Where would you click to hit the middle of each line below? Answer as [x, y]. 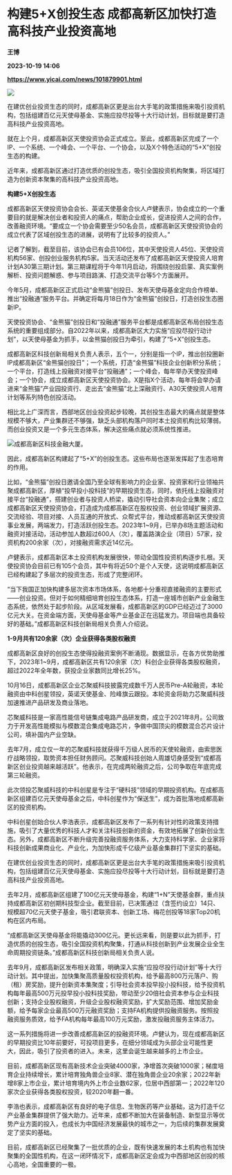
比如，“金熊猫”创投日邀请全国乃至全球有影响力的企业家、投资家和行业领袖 [113, 482]
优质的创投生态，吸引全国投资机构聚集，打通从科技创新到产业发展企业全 [116, 944]
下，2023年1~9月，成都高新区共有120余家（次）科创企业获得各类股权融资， [116, 662]
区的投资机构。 [28, 807]
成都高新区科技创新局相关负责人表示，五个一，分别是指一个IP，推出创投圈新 [116, 354]
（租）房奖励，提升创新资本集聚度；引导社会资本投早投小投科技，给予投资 [113, 984]
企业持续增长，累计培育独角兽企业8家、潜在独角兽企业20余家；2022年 [114, 1074]
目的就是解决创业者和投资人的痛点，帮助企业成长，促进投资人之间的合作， [119, 217]
